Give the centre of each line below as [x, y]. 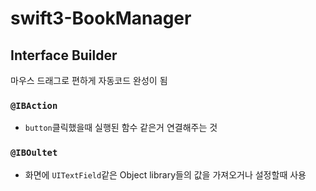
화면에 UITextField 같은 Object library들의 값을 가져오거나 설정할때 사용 [165, 174]
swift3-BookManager [101, 18]
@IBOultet [34, 153]
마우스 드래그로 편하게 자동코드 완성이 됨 [89, 80]
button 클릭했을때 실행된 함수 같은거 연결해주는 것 [121, 128]
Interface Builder [64, 55]
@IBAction [34, 105]
